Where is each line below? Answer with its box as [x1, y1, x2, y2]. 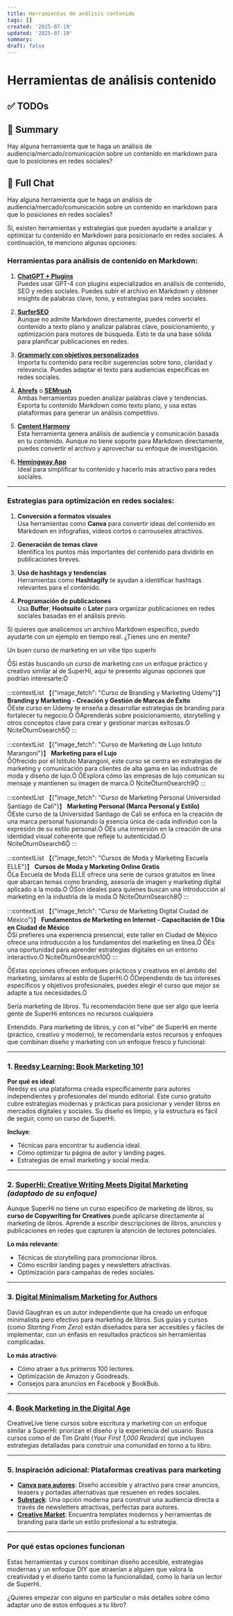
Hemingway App [17, 457, 67, 466]
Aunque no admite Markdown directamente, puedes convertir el [17, 314, 200, 323]
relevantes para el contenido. [17, 583, 101, 591]
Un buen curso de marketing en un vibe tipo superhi [7, 646, 156, 654]
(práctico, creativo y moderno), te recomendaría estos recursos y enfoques [7, 1030, 223, 1039]
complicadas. [7, 1337, 46, 1346]
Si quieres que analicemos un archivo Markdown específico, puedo [7, 625, 200, 633]
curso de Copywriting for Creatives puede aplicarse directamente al [7, 1212, 205, 1220]
